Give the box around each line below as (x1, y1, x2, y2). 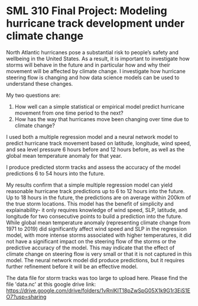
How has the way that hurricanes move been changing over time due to (14, 115, 189, 122)
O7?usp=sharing (6, 293, 47, 300)
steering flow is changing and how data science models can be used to (6, 74, 180, 81)
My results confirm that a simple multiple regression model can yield (6, 181, 173, 188)
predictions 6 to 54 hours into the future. (6, 170, 105, 177)
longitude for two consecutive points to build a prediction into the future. (6, 213, 183, 220)
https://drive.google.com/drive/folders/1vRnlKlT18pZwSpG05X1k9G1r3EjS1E (6, 287, 191, 294)
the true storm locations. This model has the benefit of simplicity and (6, 200, 174, 207)
